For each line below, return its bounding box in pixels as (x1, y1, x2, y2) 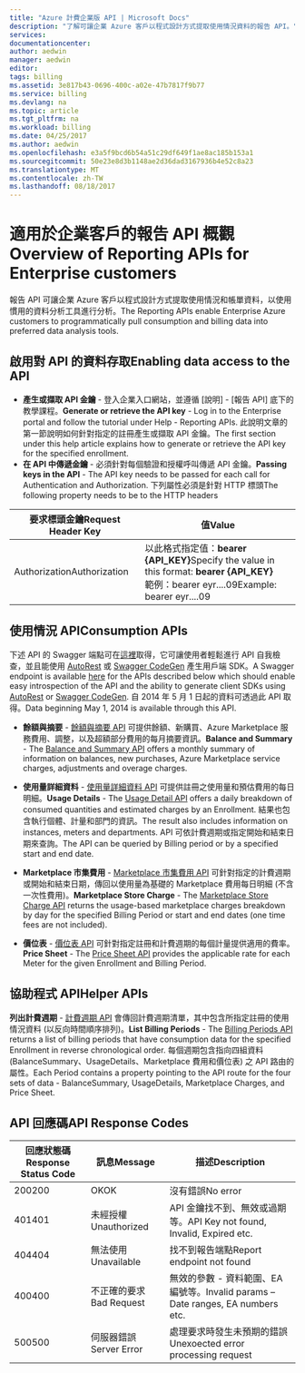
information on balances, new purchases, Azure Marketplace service (22, 752, 280, 763)
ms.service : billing (9, 89, 88, 98)
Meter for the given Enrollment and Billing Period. (22, 957, 207, 968)
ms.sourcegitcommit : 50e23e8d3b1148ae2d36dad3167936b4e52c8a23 (9, 156, 254, 166)
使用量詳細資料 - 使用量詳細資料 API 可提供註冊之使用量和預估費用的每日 (22, 781, 295, 792)
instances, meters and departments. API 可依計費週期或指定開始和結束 (22, 827, 287, 838)
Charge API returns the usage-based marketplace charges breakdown (22, 899, 286, 910)
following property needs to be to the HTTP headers (22, 489, 219, 500)
